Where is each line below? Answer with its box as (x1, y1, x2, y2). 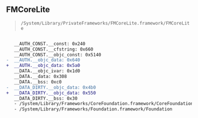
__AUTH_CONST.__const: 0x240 (14, 41, 85, 46)
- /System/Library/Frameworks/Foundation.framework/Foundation (14, 106, 173, 112)
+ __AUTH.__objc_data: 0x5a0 (6, 63, 81, 69)
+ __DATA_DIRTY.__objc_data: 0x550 (6, 90, 96, 96)
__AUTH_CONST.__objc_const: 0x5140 (14, 52, 101, 58)
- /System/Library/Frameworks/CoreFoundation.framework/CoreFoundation (14, 101, 194, 107)
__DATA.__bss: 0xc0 (14, 79, 62, 85)
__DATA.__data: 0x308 (14, 73, 67, 80)
